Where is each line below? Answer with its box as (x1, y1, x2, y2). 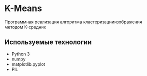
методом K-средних (4, 24, 46, 30)
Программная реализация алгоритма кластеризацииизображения (4, 19, 142, 25)
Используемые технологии (4, 38, 92, 46)
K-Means (4, 3, 42, 14)
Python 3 (11, 51, 30, 57)
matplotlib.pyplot (11, 61, 45, 67)
